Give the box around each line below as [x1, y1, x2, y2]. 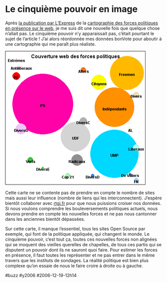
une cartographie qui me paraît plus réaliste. [5, 41, 96, 47]
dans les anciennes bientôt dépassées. [5, 216, 86, 222]
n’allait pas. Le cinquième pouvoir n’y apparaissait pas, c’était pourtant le [5, 30, 155, 36]
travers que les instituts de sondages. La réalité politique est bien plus [5, 257, 149, 263]
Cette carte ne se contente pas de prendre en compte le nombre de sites [5, 189, 155, 195]
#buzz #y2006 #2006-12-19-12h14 [5, 272, 77, 278]
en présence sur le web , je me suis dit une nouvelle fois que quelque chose [5, 25, 160, 31]
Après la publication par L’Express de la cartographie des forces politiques [5, 20, 159, 26]
